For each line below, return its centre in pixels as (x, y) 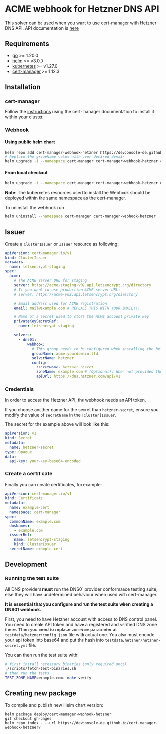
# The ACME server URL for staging (51, 281)
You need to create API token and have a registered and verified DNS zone (81, 624)
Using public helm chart (30, 142)
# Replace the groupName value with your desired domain (65, 157)
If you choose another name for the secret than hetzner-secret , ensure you (82, 410)
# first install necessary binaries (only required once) (66, 664)
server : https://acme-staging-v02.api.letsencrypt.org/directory (83, 285)
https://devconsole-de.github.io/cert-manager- (108, 723)
